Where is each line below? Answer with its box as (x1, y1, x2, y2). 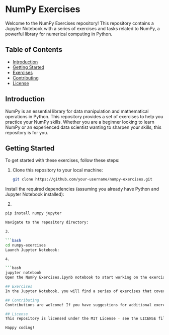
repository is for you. (5, 129, 49, 135)
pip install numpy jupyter (5, 211, 62, 216)
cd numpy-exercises (5, 242, 46, 247)
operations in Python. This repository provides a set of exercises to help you (5, 113, 163, 119)
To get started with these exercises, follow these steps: (5, 157, 120, 163)
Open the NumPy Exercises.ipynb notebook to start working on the (5, 275, 147, 280)
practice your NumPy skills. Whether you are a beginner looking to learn (5, 119, 154, 125)
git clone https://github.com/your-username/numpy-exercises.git (12, 177, 152, 182)
